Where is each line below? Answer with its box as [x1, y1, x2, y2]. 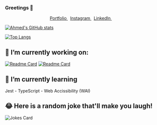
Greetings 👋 [5, 4, 33, 11]
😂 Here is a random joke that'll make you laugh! [5, 102, 153, 110]
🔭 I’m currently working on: [5, 48, 89, 56]
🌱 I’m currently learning [5, 75, 78, 83]
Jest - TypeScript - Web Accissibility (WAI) [5, 88, 91, 94]
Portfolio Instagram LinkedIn [49, 16, 111, 21]
